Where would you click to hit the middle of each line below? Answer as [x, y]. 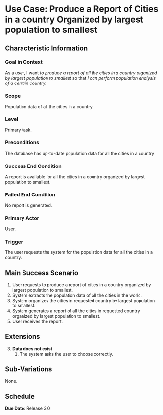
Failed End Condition [30, 194]
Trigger [14, 242]
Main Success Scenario [42, 273]
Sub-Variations [29, 369]
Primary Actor [22, 218]
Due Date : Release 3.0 [28, 408]
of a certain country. [26, 83]
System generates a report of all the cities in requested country [76, 311]
